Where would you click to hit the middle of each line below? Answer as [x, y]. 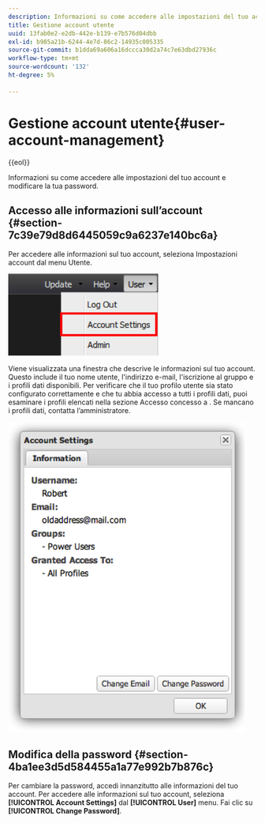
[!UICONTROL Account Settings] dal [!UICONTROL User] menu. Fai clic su [131, 802]
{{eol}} [19, 162]
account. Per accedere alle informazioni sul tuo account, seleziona [116, 795]
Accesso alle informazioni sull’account [105, 210]
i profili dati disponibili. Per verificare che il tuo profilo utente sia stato [121, 385]
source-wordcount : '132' [49, 67]
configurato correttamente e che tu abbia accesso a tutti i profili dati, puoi [128, 394]
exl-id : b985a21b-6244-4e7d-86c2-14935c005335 [86, 42]
